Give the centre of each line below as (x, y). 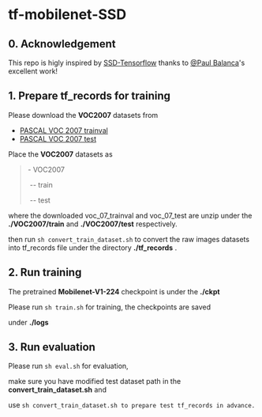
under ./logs (28, 322)
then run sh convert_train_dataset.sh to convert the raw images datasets (129, 239)
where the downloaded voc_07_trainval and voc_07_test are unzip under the (130, 215)
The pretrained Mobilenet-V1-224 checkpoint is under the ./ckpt (114, 291)
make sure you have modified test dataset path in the (95, 381)
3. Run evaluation (52, 347)
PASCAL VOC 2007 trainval (64, 130)
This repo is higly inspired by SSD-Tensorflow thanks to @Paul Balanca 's (127, 63)
